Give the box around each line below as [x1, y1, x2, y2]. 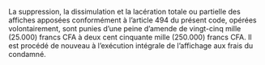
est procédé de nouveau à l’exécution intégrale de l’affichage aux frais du [8, 41, 254, 51]
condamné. [8, 50, 46, 59]
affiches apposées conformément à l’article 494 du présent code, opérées [8, 15, 257, 25]
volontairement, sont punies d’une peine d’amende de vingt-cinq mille [8, 24, 241, 33]
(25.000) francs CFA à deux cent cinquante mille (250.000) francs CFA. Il [8, 32, 253, 42]
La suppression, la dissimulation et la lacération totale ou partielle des [8, 7, 241, 16]
